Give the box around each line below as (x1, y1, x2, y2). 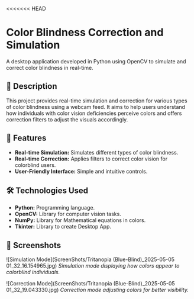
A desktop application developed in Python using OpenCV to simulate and (6, 57, 186, 65)
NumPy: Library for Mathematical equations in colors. (14, 217, 146, 224)
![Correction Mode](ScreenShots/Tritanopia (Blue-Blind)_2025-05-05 (6, 280, 176, 287)
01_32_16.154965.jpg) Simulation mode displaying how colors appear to (6, 262, 180, 269)
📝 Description (6, 81, 57, 91)
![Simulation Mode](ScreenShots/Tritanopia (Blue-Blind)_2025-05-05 (6, 256, 175, 263)
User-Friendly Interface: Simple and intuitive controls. (14, 168, 148, 175)
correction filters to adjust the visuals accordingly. (6, 115, 128, 123)
